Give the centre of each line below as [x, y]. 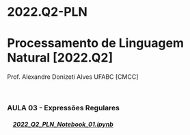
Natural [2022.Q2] [60, 58]
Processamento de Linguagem [96, 44]
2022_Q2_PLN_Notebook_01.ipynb [63, 124]
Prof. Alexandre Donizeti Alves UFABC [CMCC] [73, 77]
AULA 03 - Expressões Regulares [63, 108]
